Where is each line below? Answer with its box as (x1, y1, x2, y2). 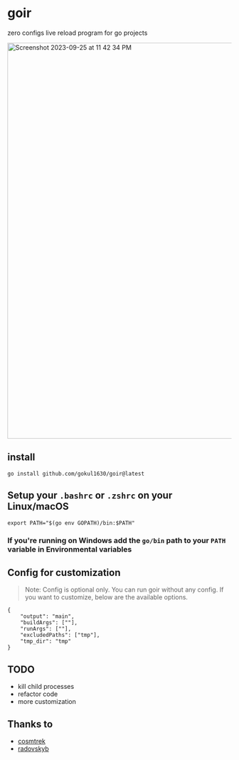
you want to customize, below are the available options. (24, 593, 188, 601)
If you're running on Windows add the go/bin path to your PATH (7, 535, 226, 545)
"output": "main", (20, 613, 75, 620)
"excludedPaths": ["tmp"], (20, 631, 100, 639)
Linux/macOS (7, 501, 69, 513)
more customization (17, 697, 76, 706)
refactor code (17, 690, 58, 698)
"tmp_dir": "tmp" (20, 638, 72, 645)
